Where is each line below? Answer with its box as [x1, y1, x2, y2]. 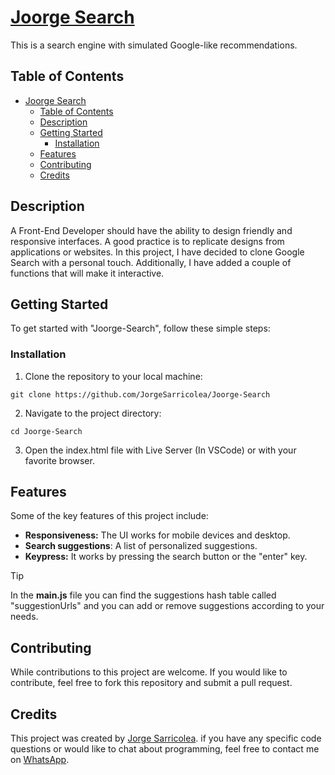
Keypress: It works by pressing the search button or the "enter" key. [24, 551, 308, 563]
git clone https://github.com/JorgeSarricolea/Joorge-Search [10, 389, 271, 400]
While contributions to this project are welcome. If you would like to [10, 666, 288, 678]
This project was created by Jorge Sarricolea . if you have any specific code [10, 732, 322, 745]
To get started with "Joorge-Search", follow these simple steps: [10, 322, 271, 335]
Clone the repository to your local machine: [24, 370, 203, 382]
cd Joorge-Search [10, 426, 83, 436]
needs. [10, 611, 39, 623]
